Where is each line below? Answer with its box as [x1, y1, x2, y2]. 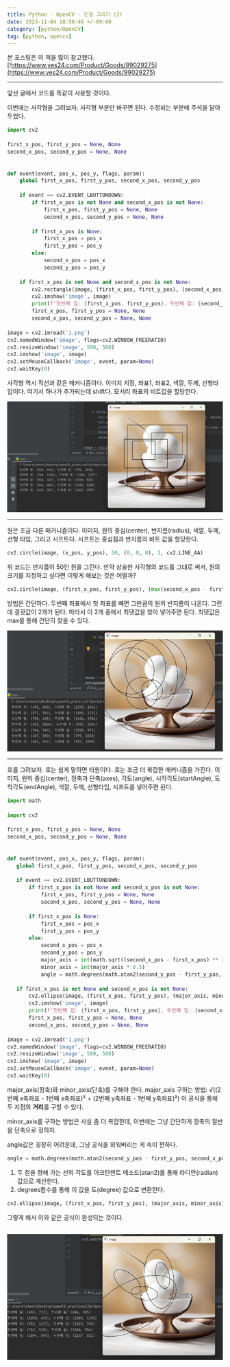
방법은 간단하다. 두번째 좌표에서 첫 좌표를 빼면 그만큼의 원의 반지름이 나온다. [7, 599, 210, 607]
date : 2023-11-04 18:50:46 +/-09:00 [7, 18, 112, 25]
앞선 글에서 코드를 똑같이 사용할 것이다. [7, 89, 112, 97]
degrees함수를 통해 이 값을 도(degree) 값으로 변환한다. [16, 1185, 166, 1193]
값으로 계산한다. [16, 1177, 60, 1185]
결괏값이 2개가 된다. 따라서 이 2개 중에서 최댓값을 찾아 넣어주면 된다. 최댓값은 [14, 607, 220, 616]
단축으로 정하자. [14, 1125, 57, 1134]
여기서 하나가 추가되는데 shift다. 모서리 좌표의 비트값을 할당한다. [27, 388, 199, 395]
